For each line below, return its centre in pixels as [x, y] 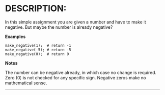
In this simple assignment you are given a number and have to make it [76, 22]
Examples [15, 37]
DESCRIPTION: [36, 9]
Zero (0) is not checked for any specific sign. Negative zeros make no [76, 77]
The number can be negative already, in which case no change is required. [81, 72]
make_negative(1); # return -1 [38, 45]
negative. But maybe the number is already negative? [59, 27]
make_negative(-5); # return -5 [38, 50]
